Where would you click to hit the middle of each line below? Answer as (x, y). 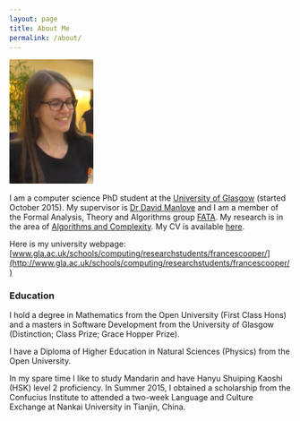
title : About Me (39, 28)
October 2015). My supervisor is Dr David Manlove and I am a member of (144, 207)
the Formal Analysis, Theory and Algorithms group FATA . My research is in (146, 217)
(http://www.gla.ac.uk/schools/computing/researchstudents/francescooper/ (150, 262)
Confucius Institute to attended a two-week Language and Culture (131, 398)
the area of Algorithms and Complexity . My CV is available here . (127, 226)
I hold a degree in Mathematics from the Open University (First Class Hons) (148, 315)
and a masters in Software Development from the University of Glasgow (142, 325)
